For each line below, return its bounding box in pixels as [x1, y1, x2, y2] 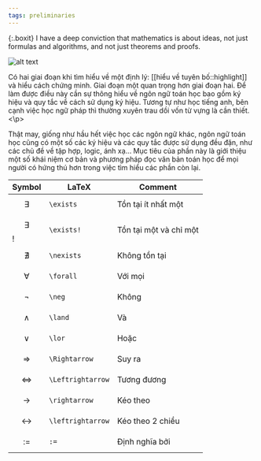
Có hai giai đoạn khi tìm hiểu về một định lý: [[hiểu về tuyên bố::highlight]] [8, 72, 248, 81]
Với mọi [116, 270, 145, 281]
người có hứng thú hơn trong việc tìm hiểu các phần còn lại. [8, 162, 201, 172]
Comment [138, 181, 177, 192]
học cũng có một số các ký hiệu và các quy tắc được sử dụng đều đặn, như [8, 137, 253, 147]
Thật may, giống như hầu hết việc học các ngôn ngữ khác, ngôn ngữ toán [8, 129, 246, 139]
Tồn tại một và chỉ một [116, 224, 199, 235]
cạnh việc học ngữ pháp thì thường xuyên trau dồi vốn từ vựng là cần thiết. [8, 106, 250, 115]
